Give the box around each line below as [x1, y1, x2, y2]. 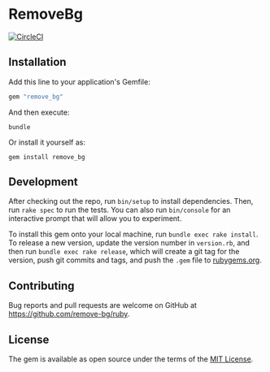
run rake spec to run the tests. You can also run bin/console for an [8, 205, 231, 215]
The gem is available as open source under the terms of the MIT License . [8, 354, 254, 364]
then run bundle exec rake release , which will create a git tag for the [8, 247, 240, 257]
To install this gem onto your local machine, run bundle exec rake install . [8, 229, 259, 240]
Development [8, 175, 79, 189]
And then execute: [8, 107, 70, 117]
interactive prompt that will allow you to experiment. [8, 214, 182, 223]
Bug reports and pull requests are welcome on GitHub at [8, 301, 198, 310]
